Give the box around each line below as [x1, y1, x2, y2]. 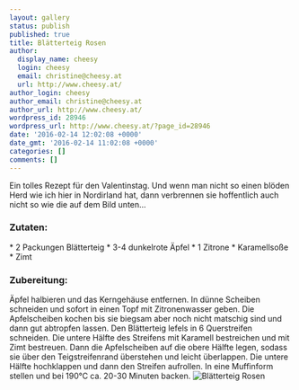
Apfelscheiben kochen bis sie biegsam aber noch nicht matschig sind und [9, 314, 283, 324]
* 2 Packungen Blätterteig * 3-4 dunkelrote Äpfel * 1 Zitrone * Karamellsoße [9, 242, 289, 253]
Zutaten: [9, 221, 48, 234]
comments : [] [9, 155, 58, 164]
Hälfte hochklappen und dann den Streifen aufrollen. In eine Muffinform [9, 361, 274, 372]
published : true [9, 30, 70, 39]
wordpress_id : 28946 [9, 113, 87, 122]
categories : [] [9, 146, 66, 155]
